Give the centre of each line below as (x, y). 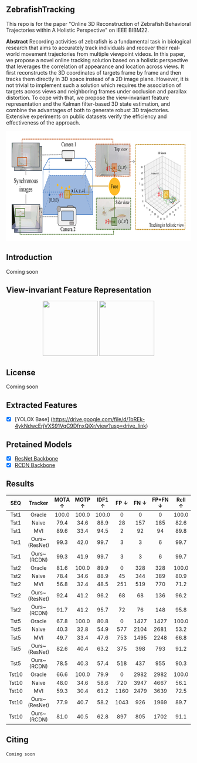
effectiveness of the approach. (43, 122)
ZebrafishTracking (40, 10)
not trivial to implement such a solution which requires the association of (94, 85)
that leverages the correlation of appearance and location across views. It (95, 66)
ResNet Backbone (36, 458)
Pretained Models (39, 444)
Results (20, 484)
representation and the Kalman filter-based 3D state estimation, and (88, 104)
